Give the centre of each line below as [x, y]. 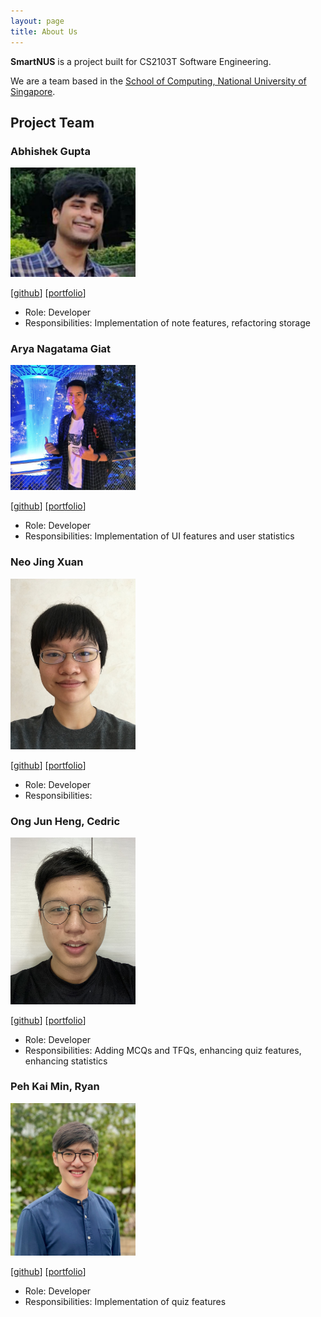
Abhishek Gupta [50, 151]
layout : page [37, 21]
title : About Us [44, 31]
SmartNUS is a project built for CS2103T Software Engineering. [141, 61]
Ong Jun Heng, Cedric [65, 821]
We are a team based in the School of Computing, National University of [158, 81]
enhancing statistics [66, 1061]
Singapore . [33, 91]
